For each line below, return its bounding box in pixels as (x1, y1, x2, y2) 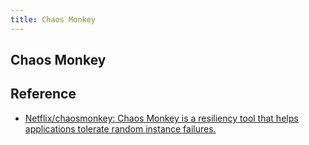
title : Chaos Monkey (10, 14, 97, 25)
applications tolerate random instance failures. (24, 122, 217, 135)
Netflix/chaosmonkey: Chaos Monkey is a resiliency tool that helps (24, 112, 299, 124)
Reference (10, 86, 77, 103)
